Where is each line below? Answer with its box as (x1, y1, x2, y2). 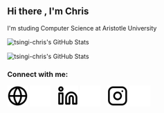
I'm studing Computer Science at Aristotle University (7, 24, 157, 32)
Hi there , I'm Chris (7, 6, 89, 17)
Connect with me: (7, 69, 69, 79)
